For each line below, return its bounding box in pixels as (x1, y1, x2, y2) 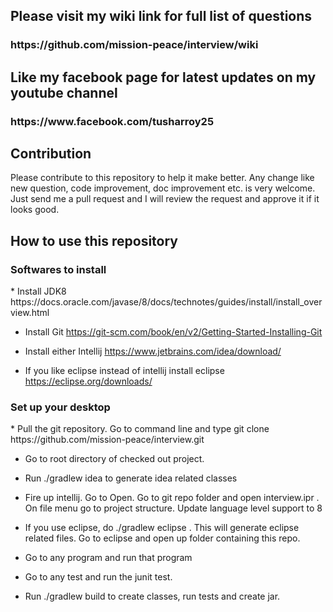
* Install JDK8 (10, 285, 67, 298)
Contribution (10, 145, 92, 163)
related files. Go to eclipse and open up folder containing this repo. (24, 532, 301, 544)
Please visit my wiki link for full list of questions (10, 8, 313, 25)
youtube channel (10, 84, 118, 101)
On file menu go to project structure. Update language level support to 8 (24, 502, 323, 514)
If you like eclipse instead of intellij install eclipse (24, 365, 225, 377)
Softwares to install (10, 262, 107, 276)
